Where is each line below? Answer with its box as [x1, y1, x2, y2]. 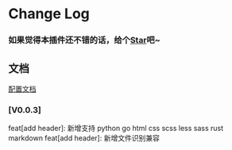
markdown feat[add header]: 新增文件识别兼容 [8, 133, 160, 143]
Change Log [8, 5, 90, 23]
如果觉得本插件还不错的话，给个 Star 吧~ [8, 35, 160, 46]
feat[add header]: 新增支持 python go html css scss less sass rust [8, 124, 224, 133]
